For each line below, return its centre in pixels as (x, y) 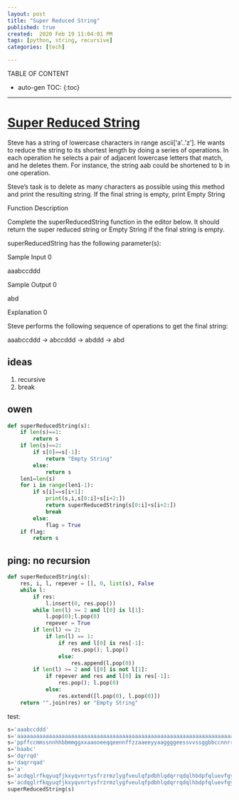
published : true (31, 27)
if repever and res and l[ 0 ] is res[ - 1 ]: (108, 676)
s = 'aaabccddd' (28, 729)
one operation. (29, 172)
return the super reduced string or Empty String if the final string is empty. (116, 229)
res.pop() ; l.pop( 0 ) (89, 683)
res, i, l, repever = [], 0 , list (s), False (87, 583)
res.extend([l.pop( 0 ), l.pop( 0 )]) (109, 696)
